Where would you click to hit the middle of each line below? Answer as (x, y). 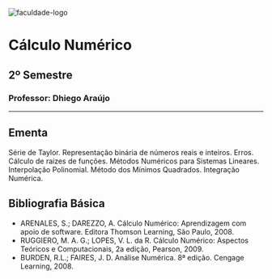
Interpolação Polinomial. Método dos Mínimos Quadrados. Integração (124, 169)
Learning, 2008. (47, 266)
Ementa (28, 133)
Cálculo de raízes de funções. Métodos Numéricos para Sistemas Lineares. (134, 161)
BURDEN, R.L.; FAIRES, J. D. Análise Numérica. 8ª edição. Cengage (132, 257)
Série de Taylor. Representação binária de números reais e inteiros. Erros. (131, 152)
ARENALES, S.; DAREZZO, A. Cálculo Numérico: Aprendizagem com (133, 223)
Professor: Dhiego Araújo (59, 98)
